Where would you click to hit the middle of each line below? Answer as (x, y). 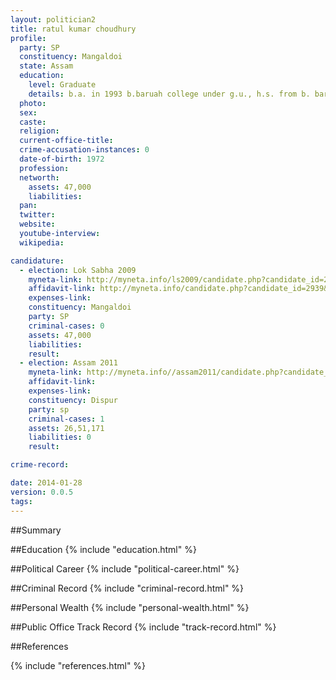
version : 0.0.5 (42, 492)
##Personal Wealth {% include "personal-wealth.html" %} (130, 607)
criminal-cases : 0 (66, 326)
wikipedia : (42, 242)
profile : (28, 38)
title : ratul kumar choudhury (73, 29)
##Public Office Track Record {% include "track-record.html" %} (143, 627)
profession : (44, 168)
